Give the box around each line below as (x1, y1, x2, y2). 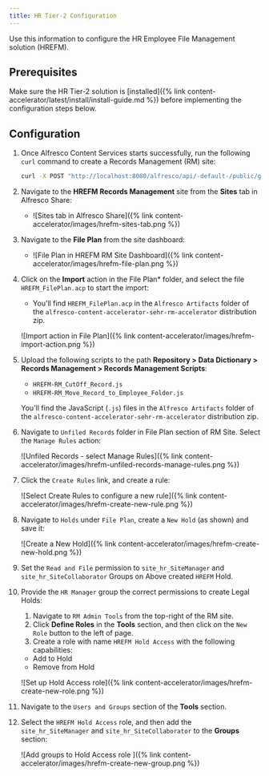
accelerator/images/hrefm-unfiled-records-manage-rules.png (20, 460, 226, 470)
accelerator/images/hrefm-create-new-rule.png (20, 499, 179, 509)
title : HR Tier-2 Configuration (9, 11, 117, 20)
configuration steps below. (9, 103, 97, 113)
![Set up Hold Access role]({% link (20, 678, 134, 688)
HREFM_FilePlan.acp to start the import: (20, 283, 149, 293)
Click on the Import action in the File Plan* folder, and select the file (20, 274, 245, 285)
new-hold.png (20, 548, 67, 557)
